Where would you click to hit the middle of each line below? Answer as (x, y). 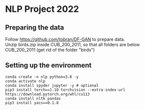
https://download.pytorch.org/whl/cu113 (48, 94)
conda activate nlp (25, 81)
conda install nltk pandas (33, 98)
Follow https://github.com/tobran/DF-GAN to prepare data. (65, 39)
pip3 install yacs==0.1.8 (32, 103)
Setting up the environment (48, 65)
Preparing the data (35, 27)
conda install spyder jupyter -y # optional (52, 85)
